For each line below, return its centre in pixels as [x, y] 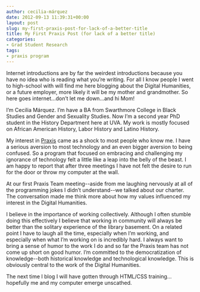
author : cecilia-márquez [37, 12]
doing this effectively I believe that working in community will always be [94, 220]
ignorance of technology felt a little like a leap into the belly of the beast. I [96, 159]
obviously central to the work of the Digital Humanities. [74, 265]
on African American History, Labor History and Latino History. [83, 129]
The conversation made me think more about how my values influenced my [99, 196]
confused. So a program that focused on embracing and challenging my [94, 153]
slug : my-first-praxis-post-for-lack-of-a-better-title [77, 28]
